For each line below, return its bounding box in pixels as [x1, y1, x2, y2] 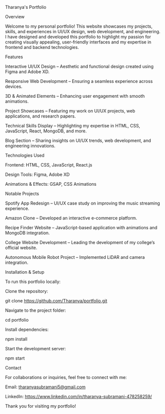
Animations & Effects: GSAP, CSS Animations [5, 181, 97, 187]
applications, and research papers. [5, 113, 76, 119]
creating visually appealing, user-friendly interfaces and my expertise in [5, 39, 152, 45]
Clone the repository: [5, 289, 48, 294]
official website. [5, 245, 38, 250]
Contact [5, 365, 21, 371]
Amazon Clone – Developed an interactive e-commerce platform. [5, 215, 137, 221]
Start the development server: [5, 346, 66, 351]
